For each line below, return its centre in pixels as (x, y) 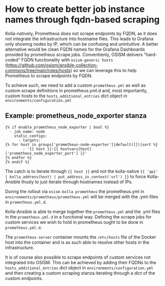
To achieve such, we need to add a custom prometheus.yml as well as (75, 85)
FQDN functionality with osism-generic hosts (67, 60)
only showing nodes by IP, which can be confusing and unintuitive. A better (82, 44)
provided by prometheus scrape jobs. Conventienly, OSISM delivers (74, 54)
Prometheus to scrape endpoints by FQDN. (49, 75)
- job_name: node (27, 132)
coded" (13, 60)
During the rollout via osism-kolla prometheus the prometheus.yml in (75, 191)
